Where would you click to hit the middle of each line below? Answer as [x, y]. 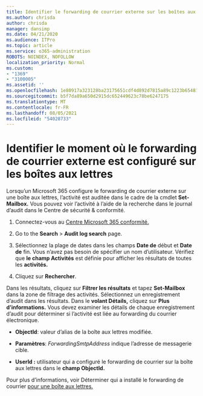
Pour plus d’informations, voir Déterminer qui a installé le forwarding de [95, 380]
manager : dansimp [28, 29]
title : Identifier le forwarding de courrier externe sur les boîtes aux [101, 12]
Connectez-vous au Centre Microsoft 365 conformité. [82, 222]
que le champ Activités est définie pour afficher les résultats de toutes [103, 258]
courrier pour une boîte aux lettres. [50, 386]
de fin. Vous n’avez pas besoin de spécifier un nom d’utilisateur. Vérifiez [105, 252]
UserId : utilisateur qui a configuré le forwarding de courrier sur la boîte [104, 362]
